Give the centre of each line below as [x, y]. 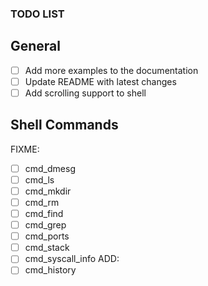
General [36, 46]
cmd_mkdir [48, 191]
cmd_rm [42, 202]
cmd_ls [39, 179]
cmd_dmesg [50, 168]
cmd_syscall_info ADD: [72, 259]
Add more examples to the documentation [111, 70]
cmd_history [50, 270]
